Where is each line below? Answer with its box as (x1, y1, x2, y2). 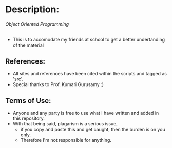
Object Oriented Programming (5, 20, 69, 27)
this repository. (12, 115, 45, 121)
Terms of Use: (5, 96, 51, 105)
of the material (12, 42, 44, 48)
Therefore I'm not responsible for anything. (20, 137, 112, 143)
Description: (5, 4, 60, 15)
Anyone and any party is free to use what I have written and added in (12, 110, 159, 116)
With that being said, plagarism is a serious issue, (12, 121, 118, 127)
